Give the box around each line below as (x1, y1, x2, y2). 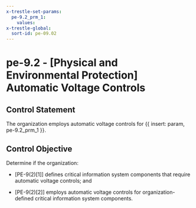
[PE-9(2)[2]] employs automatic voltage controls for (14, 188, 142, 196)
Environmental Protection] (6, 69, 138, 82)
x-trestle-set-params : (6, 8, 62, 15)
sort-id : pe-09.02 (11, 31, 57, 37)
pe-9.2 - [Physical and (6, 56, 118, 70)
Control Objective (6, 144, 73, 154)
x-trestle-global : (6, 25, 51, 31)
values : (17, 19, 35, 25)
